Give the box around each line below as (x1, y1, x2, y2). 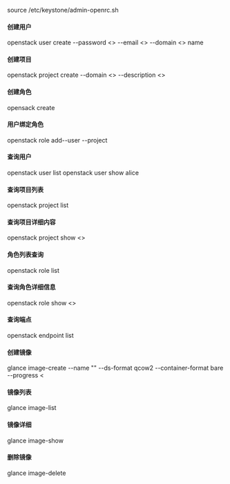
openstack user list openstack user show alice (7, 169, 140, 177)
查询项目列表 (7, 185, 44, 193)
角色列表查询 (7, 251, 44, 259)
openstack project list (7, 201, 69, 210)
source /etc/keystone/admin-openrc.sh (7, 6, 119, 14)
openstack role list (7, 266, 60, 274)
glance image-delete (7, 469, 66, 477)
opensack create (7, 103, 55, 111)
